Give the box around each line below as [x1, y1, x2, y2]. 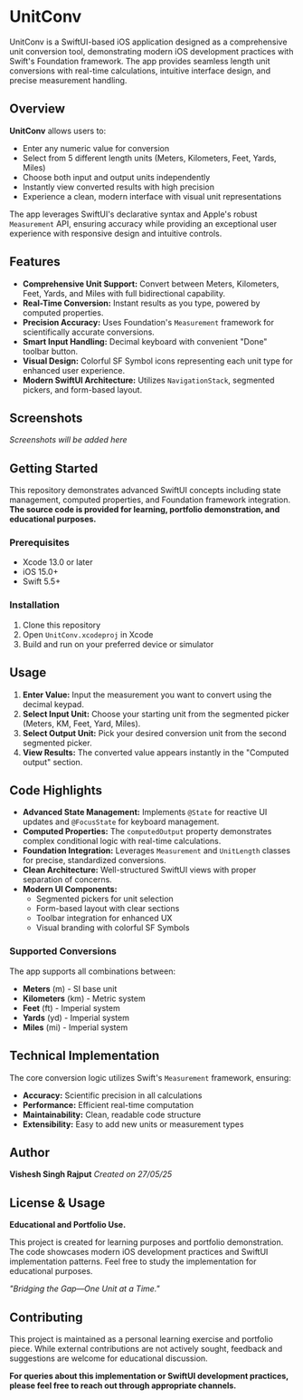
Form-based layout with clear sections [35, 903, 180, 914]
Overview [9, 102, 66, 117]
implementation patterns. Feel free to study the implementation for [9, 1256, 257, 1267]
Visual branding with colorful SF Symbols [35, 922, 190, 933]
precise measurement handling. [9, 74, 128, 85]
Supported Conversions [9, 945, 118, 958]
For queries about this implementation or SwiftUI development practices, [9, 1370, 289, 1381]
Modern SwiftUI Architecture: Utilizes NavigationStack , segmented [22, 374, 275, 385]
